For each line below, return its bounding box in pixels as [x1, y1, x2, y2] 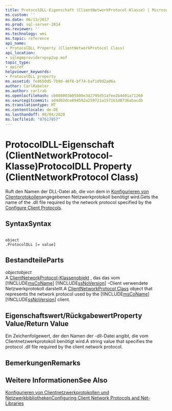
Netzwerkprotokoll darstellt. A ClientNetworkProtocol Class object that [5, 286, 153, 292]
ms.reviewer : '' [5, 27, 40, 32]
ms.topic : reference [5, 36, 50, 41]
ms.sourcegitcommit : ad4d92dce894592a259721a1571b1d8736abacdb [5, 98, 143, 103]
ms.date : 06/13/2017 [5, 17, 50, 22]
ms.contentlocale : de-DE [5, 107, 58, 112]
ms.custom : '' [5, 12, 36, 17]
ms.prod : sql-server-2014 [5, 21, 60, 27]
